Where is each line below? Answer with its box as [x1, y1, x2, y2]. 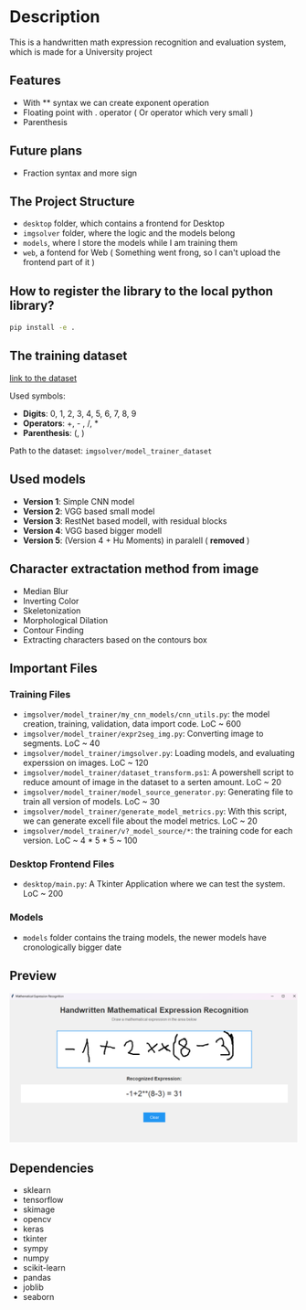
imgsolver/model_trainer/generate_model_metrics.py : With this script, [22, 806, 288, 817]
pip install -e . [9, 323, 76, 333]
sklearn [22, 1185, 52, 1196]
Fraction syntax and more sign [22, 167, 138, 178]
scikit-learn [22, 1262, 66, 1273]
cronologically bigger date [22, 942, 121, 953]
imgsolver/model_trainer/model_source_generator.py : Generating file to [22, 786, 294, 797]
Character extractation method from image [9, 561, 259, 577]
